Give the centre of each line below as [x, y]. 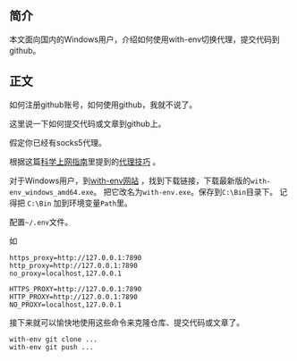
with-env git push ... [51, 347]
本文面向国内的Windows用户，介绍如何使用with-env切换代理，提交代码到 [144, 39]
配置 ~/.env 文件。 [41, 222]
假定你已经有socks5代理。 [58, 142]
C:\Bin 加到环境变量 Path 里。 [79, 203]
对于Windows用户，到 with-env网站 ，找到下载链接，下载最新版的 [130, 180]
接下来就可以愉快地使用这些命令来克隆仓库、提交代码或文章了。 [127, 322]
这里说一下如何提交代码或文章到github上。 [88, 123]
